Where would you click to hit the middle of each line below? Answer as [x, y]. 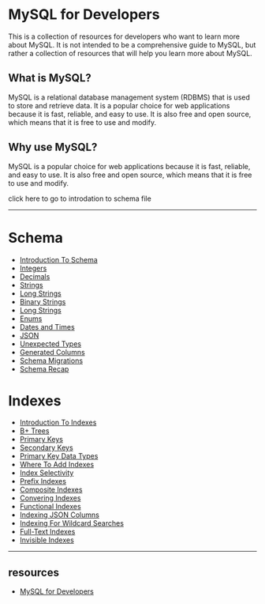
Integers [33, 268]
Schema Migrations [51, 361]
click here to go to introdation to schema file [80, 198]
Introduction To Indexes [58, 423]
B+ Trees [34, 431]
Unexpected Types [50, 344]
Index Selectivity [47, 473]
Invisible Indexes [47, 540]
